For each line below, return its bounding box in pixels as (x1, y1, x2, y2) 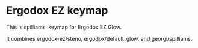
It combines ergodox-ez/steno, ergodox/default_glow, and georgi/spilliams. (6, 35, 193, 42)
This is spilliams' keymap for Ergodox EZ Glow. (6, 23, 122, 31)
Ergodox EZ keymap (6, 4, 108, 17)
